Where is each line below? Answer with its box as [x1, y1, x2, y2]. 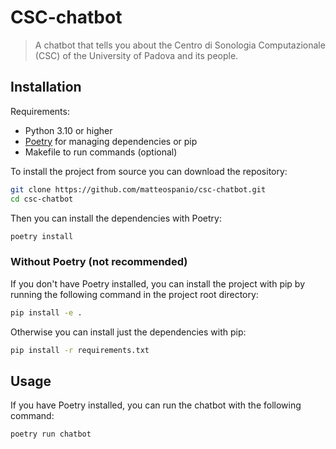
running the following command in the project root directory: [10, 288, 259, 300]
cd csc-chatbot [10, 194, 74, 204]
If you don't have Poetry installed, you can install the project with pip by [10, 277, 306, 290]
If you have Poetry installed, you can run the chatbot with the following [10, 399, 302, 411]
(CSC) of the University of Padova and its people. [34, 49, 239, 61]
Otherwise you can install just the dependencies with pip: [10, 326, 247, 338]
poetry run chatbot [10, 429, 92, 440]
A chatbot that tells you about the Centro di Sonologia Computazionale [34, 39, 326, 51]
